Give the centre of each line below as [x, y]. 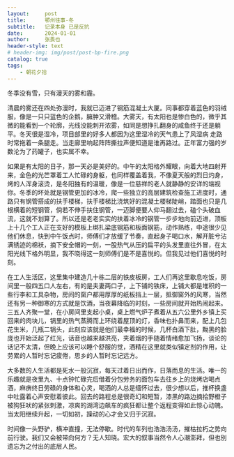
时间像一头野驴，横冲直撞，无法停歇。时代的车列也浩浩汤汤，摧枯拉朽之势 [114, 428]
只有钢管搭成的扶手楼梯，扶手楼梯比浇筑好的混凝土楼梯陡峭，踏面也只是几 [120, 201]
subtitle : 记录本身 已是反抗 [48, 27]
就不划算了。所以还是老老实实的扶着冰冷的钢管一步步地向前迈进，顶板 [126, 218]
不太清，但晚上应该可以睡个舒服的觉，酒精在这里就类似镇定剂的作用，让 [123, 347]
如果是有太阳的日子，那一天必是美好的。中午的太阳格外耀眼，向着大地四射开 [117, 166]
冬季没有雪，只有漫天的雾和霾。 [53, 93]
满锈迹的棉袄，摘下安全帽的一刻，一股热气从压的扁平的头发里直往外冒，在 [114, 244]
